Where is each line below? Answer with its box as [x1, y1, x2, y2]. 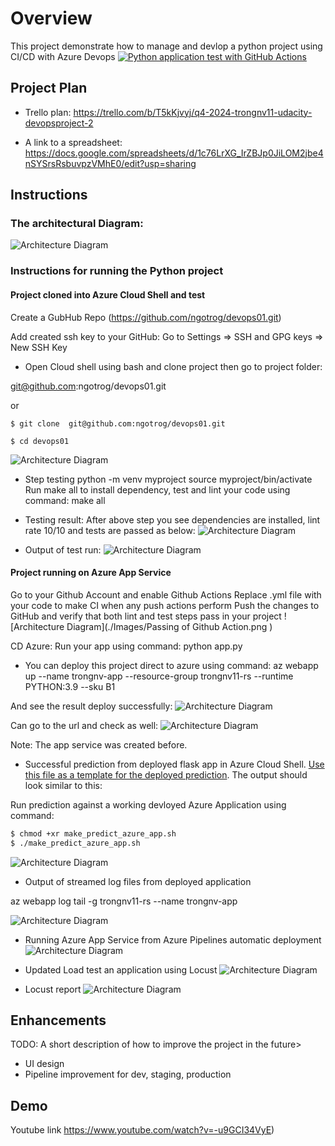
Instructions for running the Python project [10, 264, 224, 278]
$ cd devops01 [10, 436, 70, 446]
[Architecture [10, 620, 65, 632]
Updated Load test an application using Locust [24, 963, 218, 976]
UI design [24, 1058, 65, 1070]
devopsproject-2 [24, 117, 94, 129]
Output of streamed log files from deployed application [24, 875, 252, 887]
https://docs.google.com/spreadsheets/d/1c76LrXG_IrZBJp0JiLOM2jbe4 [24, 147, 324, 159]
